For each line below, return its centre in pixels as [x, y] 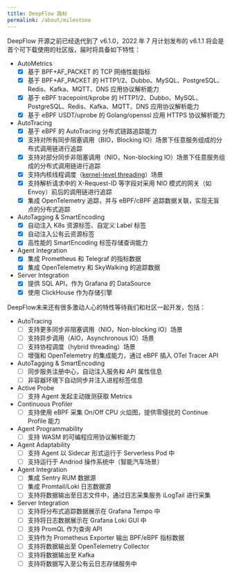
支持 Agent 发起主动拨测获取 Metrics [80, 396]
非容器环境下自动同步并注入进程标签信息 [85, 380]
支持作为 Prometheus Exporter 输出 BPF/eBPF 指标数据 [106, 537]
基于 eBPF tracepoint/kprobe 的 [72, 97]
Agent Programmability [50, 429]
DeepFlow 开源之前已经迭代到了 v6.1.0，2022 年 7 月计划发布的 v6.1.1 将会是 [116, 41]
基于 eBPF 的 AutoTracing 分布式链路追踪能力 [92, 131]
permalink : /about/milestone [49, 20]
